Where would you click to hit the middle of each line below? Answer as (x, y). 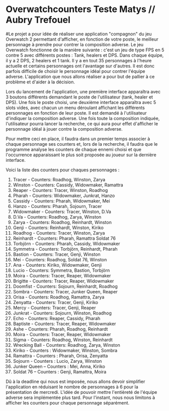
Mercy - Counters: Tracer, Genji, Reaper (54, 307)
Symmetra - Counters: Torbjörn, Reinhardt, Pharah (65, 249)
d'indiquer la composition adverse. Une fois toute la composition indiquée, (83, 118)
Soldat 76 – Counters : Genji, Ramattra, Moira (60, 372)
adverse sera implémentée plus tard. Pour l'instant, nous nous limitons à (80, 397)
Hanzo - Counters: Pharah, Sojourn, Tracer (57, 206)
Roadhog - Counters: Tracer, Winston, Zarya (59, 233)
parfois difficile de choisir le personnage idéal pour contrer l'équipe (75, 71)
